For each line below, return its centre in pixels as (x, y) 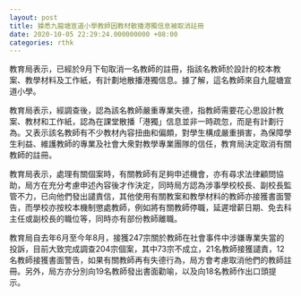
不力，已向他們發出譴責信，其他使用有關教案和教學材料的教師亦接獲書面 (150, 197)
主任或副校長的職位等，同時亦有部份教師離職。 (95, 219)
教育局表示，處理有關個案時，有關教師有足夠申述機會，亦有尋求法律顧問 (142, 174)
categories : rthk (42, 42)
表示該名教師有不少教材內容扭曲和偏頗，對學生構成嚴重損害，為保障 (158, 133)
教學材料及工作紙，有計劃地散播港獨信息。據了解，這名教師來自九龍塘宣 (158, 80)
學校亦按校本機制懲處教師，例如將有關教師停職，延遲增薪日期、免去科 (162, 207)
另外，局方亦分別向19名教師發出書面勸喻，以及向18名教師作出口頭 (146, 271)
